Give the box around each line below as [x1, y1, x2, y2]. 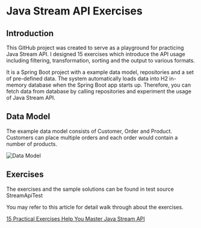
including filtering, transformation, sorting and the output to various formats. [6, 57, 196, 64]
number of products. [6, 140, 57, 147]
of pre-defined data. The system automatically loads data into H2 [6, 75, 169, 82]
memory [6, 81, 27, 88]
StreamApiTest [6, 191, 43, 199]
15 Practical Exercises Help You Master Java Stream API [6, 215, 146, 222]
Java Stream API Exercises [6, 4, 143, 18]
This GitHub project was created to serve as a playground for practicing [6, 44, 184, 51]
